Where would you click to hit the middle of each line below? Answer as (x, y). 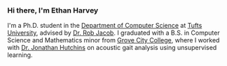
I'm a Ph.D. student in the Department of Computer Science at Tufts (105, 26)
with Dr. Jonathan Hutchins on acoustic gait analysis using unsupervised (112, 48)
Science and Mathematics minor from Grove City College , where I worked (113, 40)
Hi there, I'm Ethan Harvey (53, 10)
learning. (20, 55)
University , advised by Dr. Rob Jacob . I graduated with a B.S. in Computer (113, 33)
